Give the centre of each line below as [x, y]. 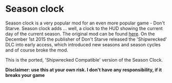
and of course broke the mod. [37, 50]
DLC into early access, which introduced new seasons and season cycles [83, 44]
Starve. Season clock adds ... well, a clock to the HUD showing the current [84, 28]
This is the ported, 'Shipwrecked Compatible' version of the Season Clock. [84, 60]
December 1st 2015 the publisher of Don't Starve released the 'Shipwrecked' [86, 39]
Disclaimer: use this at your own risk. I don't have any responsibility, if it [84, 70]
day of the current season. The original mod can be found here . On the [80, 34]
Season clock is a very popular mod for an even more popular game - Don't [85, 23]
